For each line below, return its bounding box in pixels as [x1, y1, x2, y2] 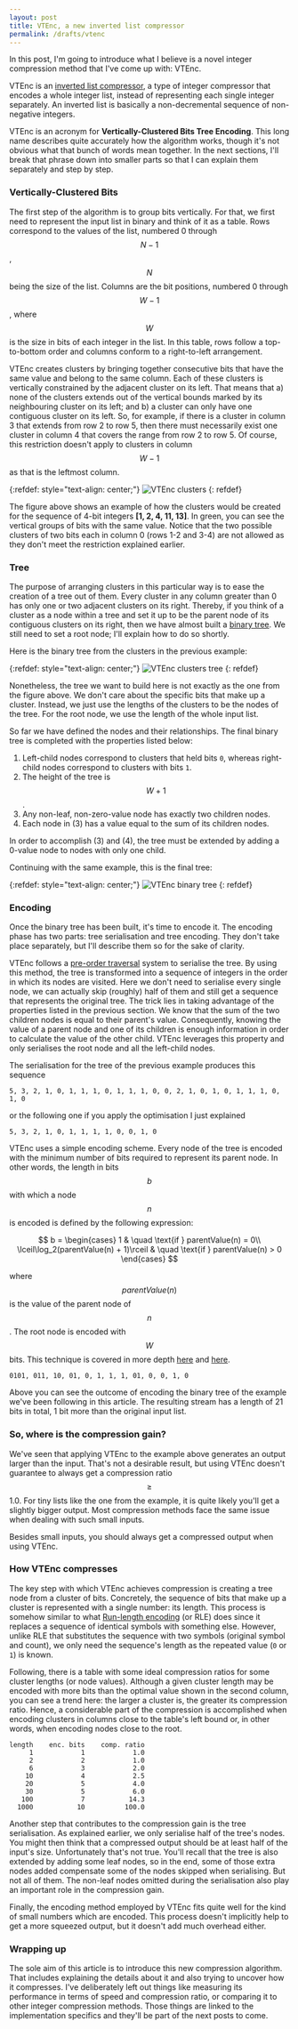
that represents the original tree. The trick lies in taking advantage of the [9, 995, 275, 1006]
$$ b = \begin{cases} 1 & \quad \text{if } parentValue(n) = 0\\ [38, 1235, 261, 1245]
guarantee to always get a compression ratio [9, 1467, 173, 1477]
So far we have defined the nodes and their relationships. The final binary [9, 726, 278, 737]
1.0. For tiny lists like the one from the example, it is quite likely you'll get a [9, 1495, 280, 1506]
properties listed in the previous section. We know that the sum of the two [9, 1005, 280, 1016]
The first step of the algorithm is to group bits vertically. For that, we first [9, 206, 276, 217]
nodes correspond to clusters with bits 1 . [42, 761, 192, 772]
